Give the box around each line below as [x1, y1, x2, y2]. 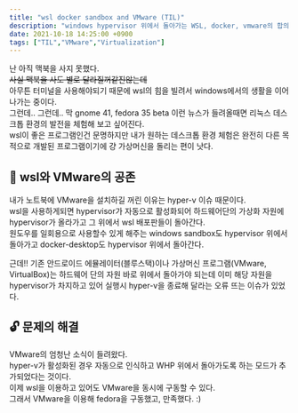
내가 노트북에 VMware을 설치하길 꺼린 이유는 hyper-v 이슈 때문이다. [9, 195, 246, 205]
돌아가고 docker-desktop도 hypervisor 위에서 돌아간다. [9, 239, 205, 250]
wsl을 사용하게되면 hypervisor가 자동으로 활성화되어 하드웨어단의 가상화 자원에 [9, 206, 285, 217]
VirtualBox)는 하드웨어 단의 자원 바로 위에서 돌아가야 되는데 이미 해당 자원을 [9, 269, 273, 280]
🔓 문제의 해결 [9, 320, 79, 335]
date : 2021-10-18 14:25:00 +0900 [9, 29, 133, 38]
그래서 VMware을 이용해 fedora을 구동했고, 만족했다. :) [9, 393, 202, 404]
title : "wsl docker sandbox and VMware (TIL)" [9, 12, 185, 22]
